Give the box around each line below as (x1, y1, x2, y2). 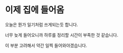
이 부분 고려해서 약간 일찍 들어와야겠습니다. (5, 42, 87, 48)
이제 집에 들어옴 (5, 4, 64, 16)
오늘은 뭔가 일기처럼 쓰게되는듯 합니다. (5, 22, 78, 27)
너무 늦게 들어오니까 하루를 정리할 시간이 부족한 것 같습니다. (5, 32, 119, 38)
